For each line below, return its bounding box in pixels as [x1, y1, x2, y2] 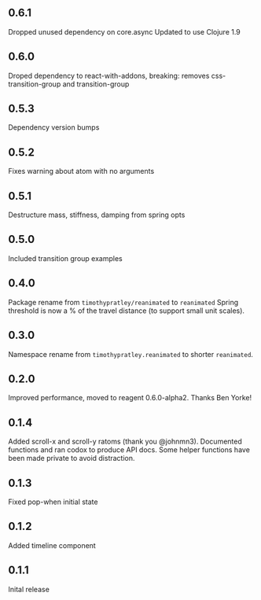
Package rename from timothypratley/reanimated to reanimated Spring [8, 297, 238, 307]
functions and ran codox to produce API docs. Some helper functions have [8, 445, 250, 455]
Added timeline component [8, 540, 96, 550]
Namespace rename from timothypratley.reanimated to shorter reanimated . [8, 349, 254, 359]
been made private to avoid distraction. [8, 454, 135, 463]
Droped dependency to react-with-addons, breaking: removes [8, 71, 210, 80]
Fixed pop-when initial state [8, 497, 98, 506]
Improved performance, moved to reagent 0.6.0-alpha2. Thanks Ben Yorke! [8, 393, 252, 403]
